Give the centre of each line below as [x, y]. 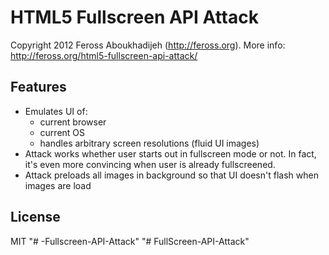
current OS [62, 132]
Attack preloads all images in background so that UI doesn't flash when [171, 175]
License [35, 217]
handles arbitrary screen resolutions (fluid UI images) [149, 143]
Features [38, 87]
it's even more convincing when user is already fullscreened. [150, 164]
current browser [73, 122]
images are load [58, 185]
